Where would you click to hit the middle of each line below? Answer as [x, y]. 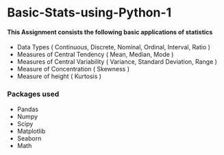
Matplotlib [31, 131]
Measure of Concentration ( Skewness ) [73, 69]
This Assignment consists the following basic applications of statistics [110, 32]
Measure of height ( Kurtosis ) [59, 76]
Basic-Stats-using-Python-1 [89, 13]
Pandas [28, 109]
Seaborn [29, 138]
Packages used [33, 94]
